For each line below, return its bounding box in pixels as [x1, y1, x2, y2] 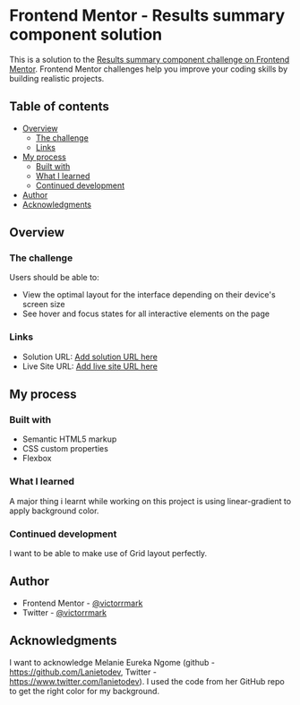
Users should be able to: [9, 272, 100, 283]
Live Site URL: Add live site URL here [21, 360, 159, 372]
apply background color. [9, 505, 99, 516]
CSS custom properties [21, 443, 109, 454]
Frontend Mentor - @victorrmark [21, 598, 143, 608]
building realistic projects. [9, 73, 105, 83]
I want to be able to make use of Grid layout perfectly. [9, 548, 208, 559]
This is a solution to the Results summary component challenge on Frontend [9, 54, 290, 64]
